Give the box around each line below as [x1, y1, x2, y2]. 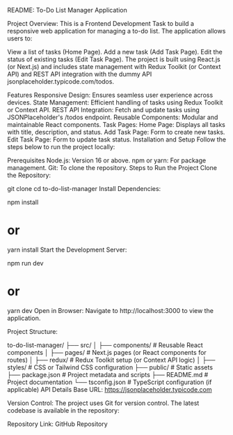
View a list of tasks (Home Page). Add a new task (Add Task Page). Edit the [7, 48, 223, 56]
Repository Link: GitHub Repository [7, 420, 108, 428]
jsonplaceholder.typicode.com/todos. [7, 77, 115, 86]
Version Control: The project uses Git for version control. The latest [7, 399, 200, 407]
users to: [7, 34, 33, 43]
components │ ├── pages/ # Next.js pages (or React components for [7, 348, 207, 356]
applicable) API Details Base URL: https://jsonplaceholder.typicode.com [7, 385, 212, 393]
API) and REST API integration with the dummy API [7, 70, 152, 78]
